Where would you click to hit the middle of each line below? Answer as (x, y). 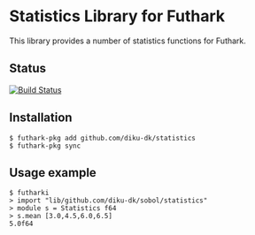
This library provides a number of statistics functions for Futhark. (127, 41)
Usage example (53, 173)
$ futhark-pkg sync (45, 146)
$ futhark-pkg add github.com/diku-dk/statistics (103, 138)
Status (28, 68)
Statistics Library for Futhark (117, 16)
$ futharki (29, 193)
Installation (41, 118)
